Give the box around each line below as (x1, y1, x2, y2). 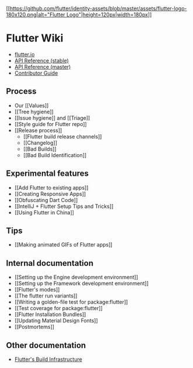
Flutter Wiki (6, 32, 64, 45)
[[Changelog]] (23, 139, 57, 146)
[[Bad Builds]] (23, 145, 57, 152)
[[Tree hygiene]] (14, 108, 54, 115)
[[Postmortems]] (14, 324, 54, 331)
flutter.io (14, 51, 35, 58)
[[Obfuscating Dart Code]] (14, 196, 78, 203)
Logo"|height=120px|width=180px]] (66, 11, 152, 18)
